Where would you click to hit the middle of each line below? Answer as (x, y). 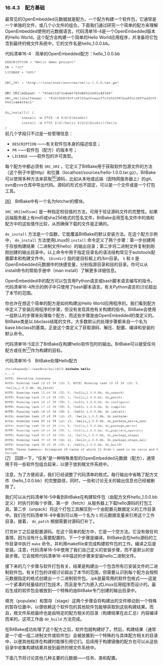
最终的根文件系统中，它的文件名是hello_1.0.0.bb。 (63, 43)
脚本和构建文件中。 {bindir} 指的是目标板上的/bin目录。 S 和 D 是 (74, 258)
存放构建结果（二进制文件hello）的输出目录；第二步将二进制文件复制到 (80, 246)
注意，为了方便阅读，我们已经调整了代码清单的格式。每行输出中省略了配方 (79, 474)
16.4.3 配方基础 (25, 7)
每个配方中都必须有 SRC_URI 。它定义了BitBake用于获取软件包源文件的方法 (79, 167)
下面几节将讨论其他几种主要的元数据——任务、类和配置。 (62, 658)
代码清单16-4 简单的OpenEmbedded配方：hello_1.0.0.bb (63, 54)
